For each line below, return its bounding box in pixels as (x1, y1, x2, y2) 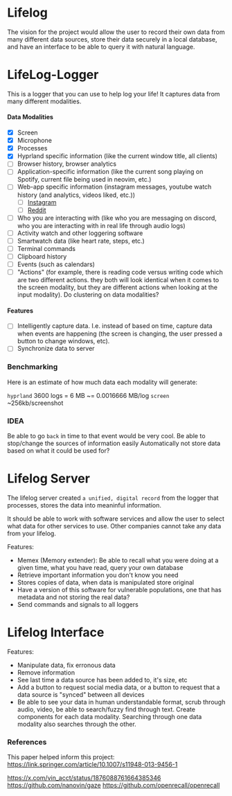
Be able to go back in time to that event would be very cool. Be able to (7, 432, 206, 440)
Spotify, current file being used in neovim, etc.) (17, 175, 152, 184)
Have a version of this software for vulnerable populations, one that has (17, 585, 222, 594)
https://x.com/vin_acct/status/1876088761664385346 (7, 774, 161, 782)
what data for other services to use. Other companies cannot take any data (7, 521, 222, 530)
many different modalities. (7, 97, 82, 105)
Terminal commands (17, 244, 76, 252)
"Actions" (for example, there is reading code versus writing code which (17, 268, 223, 277)
